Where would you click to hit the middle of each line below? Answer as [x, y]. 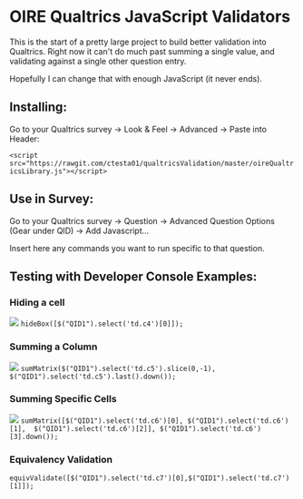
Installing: [39, 108]
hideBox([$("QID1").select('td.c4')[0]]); [102, 324]
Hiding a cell [37, 302]
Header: [24, 139]
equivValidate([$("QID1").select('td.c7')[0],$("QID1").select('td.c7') [150, 478]
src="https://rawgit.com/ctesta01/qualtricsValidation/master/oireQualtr [152, 163]
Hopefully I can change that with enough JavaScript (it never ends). [136, 78]
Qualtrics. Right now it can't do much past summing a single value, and [142, 51]
